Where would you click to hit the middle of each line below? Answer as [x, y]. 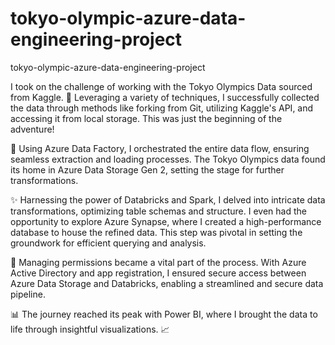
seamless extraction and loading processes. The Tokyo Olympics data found [168, 159]
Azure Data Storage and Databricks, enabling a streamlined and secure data [167, 283]
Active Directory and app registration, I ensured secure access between [158, 273]
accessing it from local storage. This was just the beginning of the [146, 118]
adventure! [32, 129]
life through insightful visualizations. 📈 [90, 329]
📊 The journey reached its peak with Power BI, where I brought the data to [164, 314]
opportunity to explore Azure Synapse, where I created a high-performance [166, 221]
